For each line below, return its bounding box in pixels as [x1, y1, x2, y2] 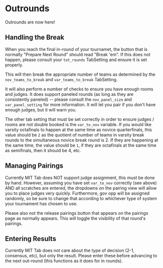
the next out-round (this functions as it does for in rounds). [5, 258, 123, 264]
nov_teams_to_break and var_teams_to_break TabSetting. [5, 76, 118, 82]
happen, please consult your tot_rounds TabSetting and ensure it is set [5, 57, 147, 63]
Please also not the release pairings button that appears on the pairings [5, 210, 148, 216]
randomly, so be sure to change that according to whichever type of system [5, 195, 157, 201]
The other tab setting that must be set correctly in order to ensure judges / [5, 116, 154, 122]
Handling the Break [5, 33, 65, 42]
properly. [5, 62, 23, 67]
